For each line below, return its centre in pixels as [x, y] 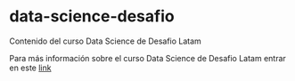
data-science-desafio [92, 16]
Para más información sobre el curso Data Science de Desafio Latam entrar [148, 58]
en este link [30, 68]
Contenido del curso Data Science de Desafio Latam [106, 41]
